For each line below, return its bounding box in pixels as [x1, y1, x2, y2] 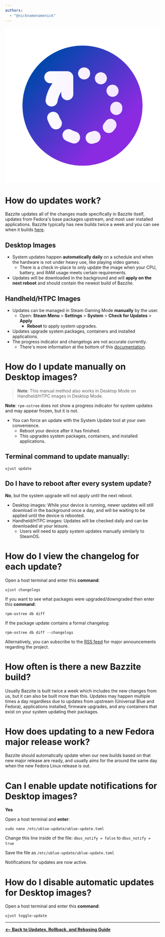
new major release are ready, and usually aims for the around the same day [5, 758, 158, 764]
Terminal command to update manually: [5, 453, 130, 461]
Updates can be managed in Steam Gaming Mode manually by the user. [12, 308, 159, 313]
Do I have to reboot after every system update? [5, 480, 152, 488]
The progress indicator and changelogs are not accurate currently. [12, 339, 147, 345]
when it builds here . [5, 227, 45, 233]
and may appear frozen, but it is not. [5, 408, 79, 414]
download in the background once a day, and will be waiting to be [12, 507, 145, 513]
